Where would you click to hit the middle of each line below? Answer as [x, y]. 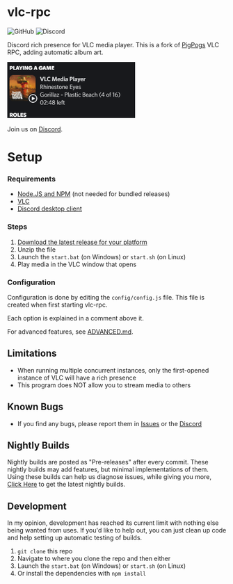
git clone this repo [45, 551]
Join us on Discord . [35, 129]
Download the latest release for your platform [82, 242]
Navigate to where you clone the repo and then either [94, 559]
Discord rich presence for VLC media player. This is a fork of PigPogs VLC [113, 44]
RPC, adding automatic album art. [55, 52]
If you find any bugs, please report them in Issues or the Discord [110, 423]
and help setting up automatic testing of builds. [75, 538]
